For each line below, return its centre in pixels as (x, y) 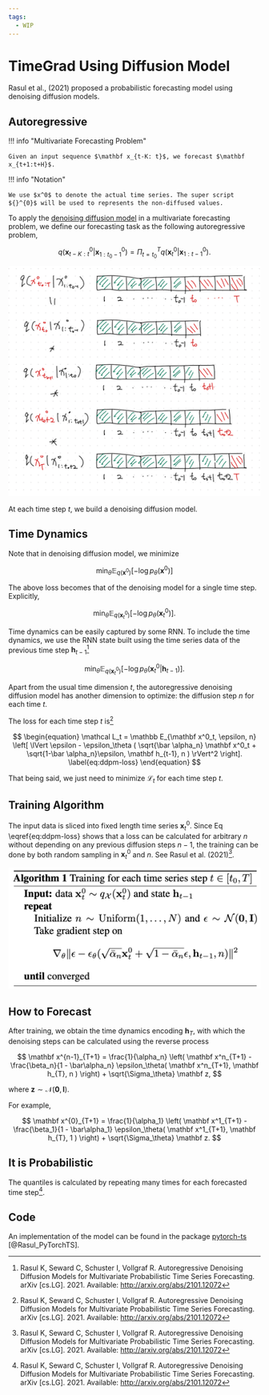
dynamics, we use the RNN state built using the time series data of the (124, 639)
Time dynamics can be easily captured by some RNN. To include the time (129, 631)
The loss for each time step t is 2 (61, 720)
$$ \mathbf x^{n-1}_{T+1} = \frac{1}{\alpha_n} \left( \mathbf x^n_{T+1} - (134, 1056)
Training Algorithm (56, 805)
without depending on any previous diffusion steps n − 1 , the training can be (133, 844)
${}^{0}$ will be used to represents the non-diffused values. (116, 203)
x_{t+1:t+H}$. (32, 165)
